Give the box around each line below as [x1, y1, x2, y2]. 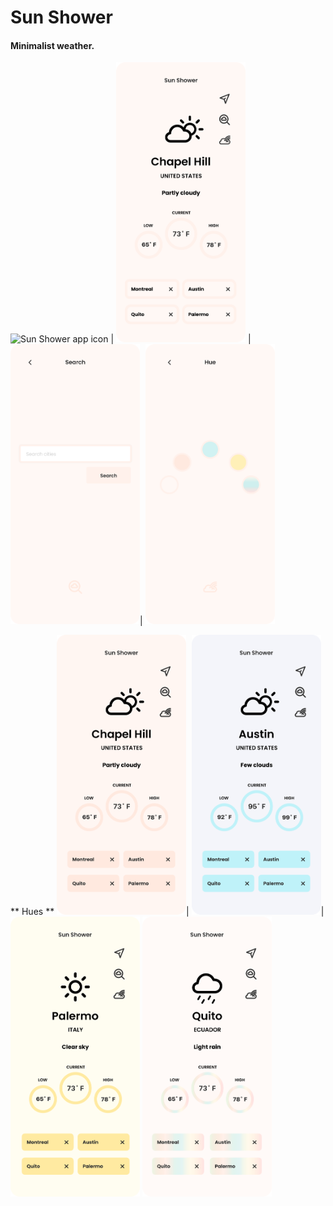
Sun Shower [10, 6, 113, 29]
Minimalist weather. [10, 39, 95, 51]
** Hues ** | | [10, 906, 325, 918]
